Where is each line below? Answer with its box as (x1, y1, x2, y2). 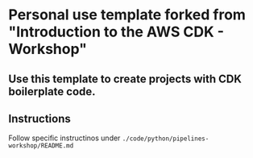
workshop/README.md (8, 142, 74, 150)
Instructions (8, 111, 71, 126)
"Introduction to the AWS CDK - (8, 23, 224, 41)
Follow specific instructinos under (8, 133, 121, 143)
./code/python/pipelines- (122, 135, 209, 143)
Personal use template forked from (8, 6, 246, 24)
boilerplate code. (8, 85, 96, 98)
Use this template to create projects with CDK (8, 72, 242, 85)
